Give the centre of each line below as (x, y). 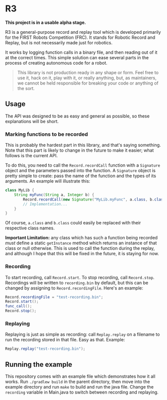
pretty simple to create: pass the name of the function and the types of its (81, 176)
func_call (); (19, 306)
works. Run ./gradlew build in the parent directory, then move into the (78, 382)
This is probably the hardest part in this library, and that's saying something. (83, 145)
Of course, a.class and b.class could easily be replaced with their (73, 223)
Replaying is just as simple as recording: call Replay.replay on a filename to (83, 334)
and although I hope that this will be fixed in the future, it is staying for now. (82, 254)
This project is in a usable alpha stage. (45, 22)
